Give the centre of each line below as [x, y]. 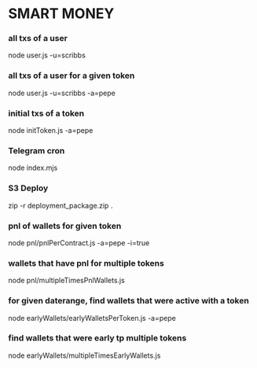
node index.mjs [33, 168]
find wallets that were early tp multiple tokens [97, 338]
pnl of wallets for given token [65, 226]
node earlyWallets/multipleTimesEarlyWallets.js [84, 355]
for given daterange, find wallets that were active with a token [128, 301]
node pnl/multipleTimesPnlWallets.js [67, 281]
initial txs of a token [46, 113]
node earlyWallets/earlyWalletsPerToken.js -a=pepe [92, 318]
